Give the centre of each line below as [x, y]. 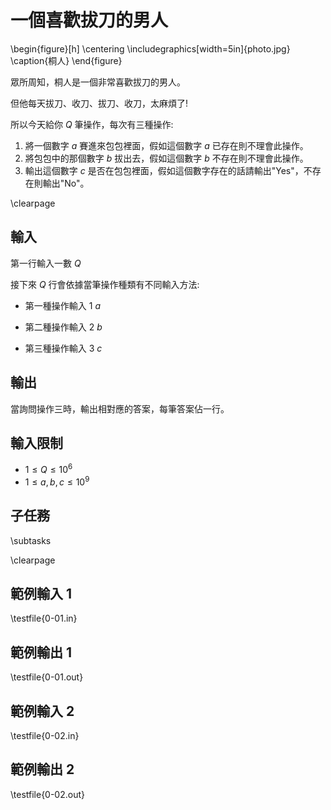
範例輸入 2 [42, 711]
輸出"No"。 [66, 183]
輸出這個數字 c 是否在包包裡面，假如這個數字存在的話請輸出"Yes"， [164, 170]
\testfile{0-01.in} [44, 618]
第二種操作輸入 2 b [63, 327]
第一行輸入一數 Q [46, 263]
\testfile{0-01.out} [47, 677]
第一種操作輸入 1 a [62, 305]
